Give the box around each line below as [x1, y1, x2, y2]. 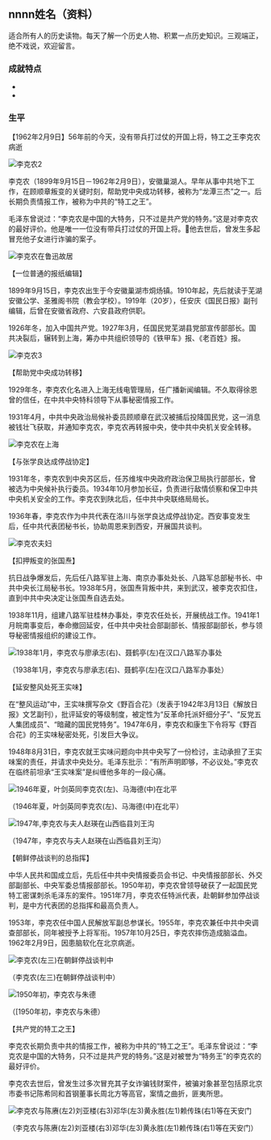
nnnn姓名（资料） [8, 7, 99, 22]
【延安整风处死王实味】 [8, 682, 86, 692]
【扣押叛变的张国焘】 [8, 556, 79, 566]
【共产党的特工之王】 [8, 1024, 79, 1034]
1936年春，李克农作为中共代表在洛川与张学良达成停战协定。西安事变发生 [8, 511, 251, 521]
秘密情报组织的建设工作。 [15, 630, 101, 641]
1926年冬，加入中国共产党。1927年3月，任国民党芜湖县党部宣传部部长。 [8, 323, 250, 333]
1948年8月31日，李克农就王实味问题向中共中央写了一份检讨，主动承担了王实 [8, 747, 263, 756]
